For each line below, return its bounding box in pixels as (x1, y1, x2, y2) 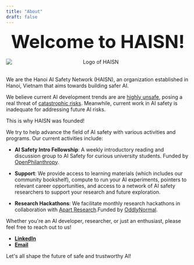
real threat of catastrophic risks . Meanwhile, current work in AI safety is (6, 99, 178, 106)
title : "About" (6, 8, 43, 15)
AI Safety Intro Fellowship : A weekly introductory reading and (14, 146, 164, 153)
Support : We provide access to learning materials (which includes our (14, 170, 183, 177)
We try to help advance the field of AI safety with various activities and (6, 128, 176, 135)
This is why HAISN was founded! (6, 117, 85, 124)
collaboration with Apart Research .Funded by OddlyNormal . (14, 206, 158, 213)
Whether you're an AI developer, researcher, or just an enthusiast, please (6, 217, 182, 224)
